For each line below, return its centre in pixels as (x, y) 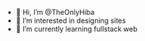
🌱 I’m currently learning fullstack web (76, 29)
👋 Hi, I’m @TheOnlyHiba (55, 12)
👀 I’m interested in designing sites (71, 20)
